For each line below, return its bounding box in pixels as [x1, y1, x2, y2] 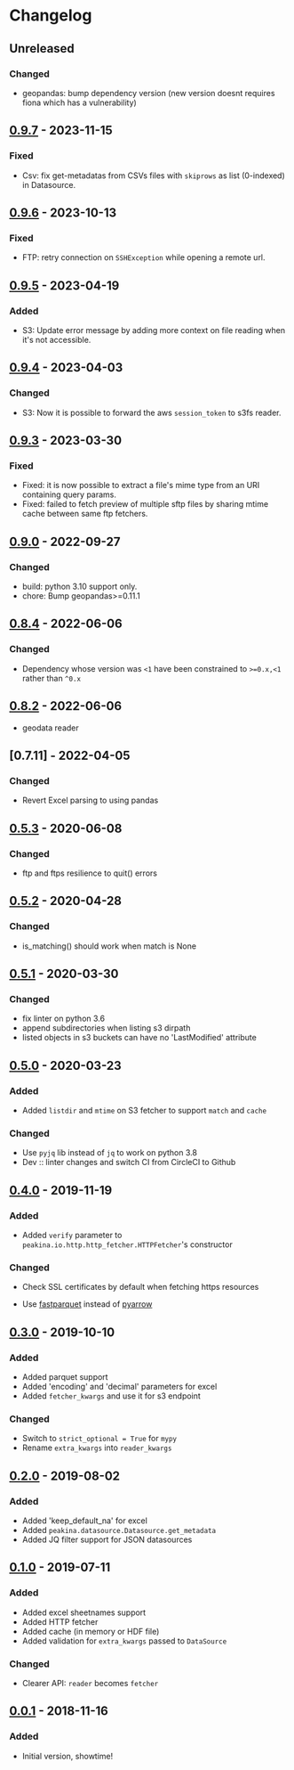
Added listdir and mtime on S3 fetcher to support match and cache [21, 1105, 267, 1115]
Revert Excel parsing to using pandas [21, 795, 159, 806]
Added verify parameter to [21, 1229, 123, 1240]
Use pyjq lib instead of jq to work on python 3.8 [21, 1147, 198, 1158]
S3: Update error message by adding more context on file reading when [21, 324, 286, 335]
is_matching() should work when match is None [21, 941, 197, 951]
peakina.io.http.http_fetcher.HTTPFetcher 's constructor [21, 1239, 233, 1250]
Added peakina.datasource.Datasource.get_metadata [21, 1524, 216, 1535]
